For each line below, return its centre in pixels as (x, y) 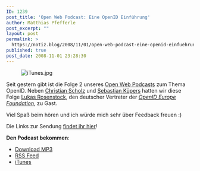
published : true (26, 50)
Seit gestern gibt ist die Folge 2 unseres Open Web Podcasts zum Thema (96, 84)
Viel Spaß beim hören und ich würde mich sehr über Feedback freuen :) (94, 115)
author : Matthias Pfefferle (41, 23)
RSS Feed (27, 156)
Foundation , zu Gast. (32, 103)
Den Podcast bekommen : (38, 138)
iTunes (23, 161)
